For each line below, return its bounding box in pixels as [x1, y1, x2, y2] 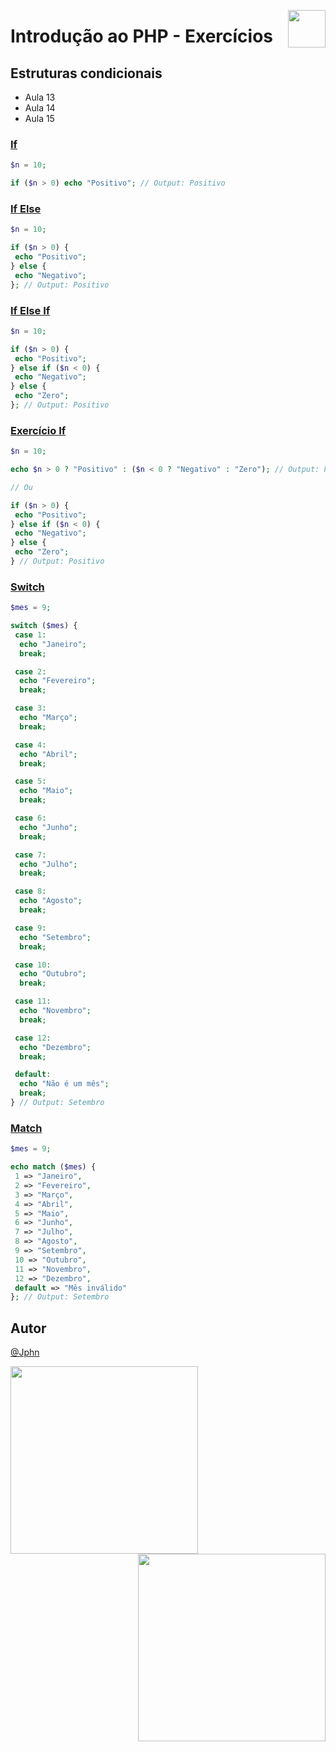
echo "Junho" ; [19, 822, 78, 832]
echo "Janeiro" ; [19, 639, 87, 649]
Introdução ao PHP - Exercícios [10, 25, 274, 48]
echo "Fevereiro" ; [19, 676, 97, 686]
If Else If [10, 303, 51, 317]
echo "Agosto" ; [19, 896, 83, 906]
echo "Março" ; [19, 713, 78, 723]
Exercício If [10, 423, 67, 437]
